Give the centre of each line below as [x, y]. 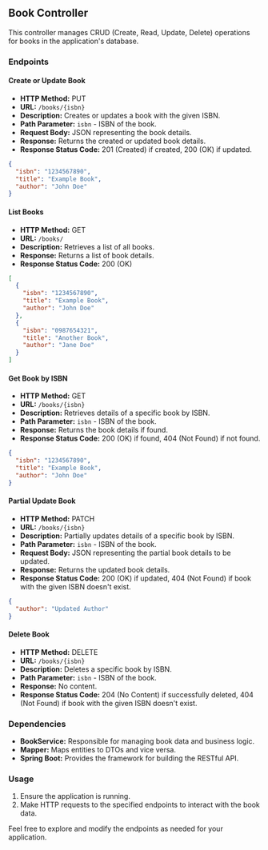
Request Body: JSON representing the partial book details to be [125, 553]
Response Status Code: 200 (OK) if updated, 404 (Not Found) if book [136, 578]
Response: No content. [58, 686]
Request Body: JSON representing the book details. [106, 132]
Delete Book [29, 634]
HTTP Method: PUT [53, 98]
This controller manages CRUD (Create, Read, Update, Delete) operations [129, 32]
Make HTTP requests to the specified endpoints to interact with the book [140, 805]
